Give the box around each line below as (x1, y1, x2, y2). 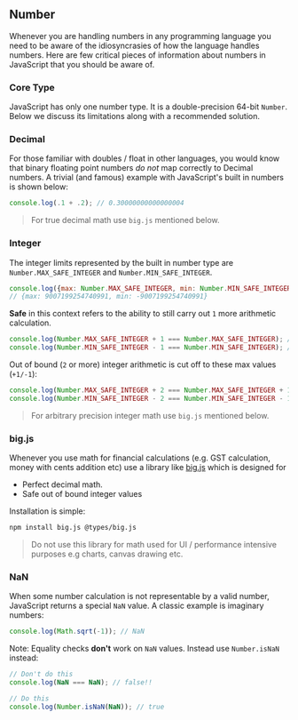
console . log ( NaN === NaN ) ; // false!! (9, 678, 153, 687)
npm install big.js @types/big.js (9, 524, 137, 532)
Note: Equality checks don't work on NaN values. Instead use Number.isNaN (9, 644, 279, 654)
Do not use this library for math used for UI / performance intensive (30, 540, 278, 549)
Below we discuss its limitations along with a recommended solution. (9, 111, 260, 122)
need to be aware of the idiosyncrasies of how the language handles (9, 40, 260, 51)
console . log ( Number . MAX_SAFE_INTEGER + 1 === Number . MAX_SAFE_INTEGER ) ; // (9, 335, 295, 344)
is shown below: (9, 181, 68, 192)
